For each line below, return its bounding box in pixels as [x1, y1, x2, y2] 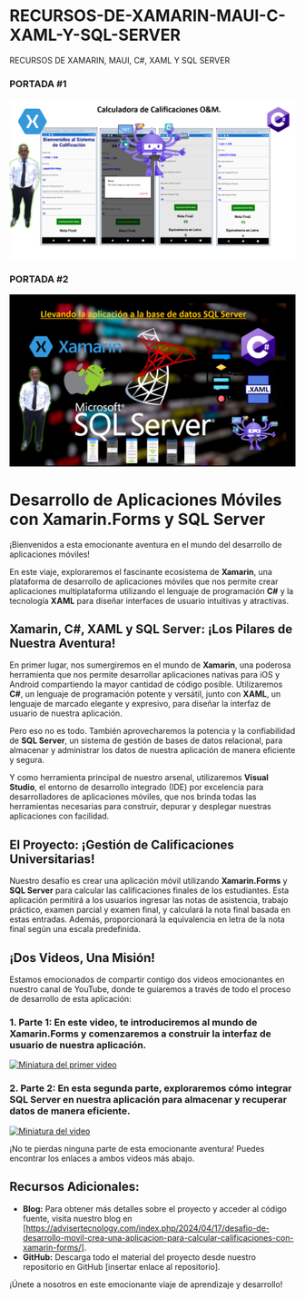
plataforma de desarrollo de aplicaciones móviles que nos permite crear [9, 576, 279, 587]
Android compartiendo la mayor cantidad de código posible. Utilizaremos [9, 679, 283, 690]
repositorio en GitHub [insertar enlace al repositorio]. [22, 1261, 221, 1272]
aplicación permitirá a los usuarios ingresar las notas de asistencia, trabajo [9, 895, 289, 906]
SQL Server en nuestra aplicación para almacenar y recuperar [9, 1094, 288, 1106]
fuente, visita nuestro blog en [22, 1213, 133, 1224]
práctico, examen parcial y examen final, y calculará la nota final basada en [9, 905, 290, 916]
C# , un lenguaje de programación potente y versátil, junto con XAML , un [9, 689, 281, 699]
